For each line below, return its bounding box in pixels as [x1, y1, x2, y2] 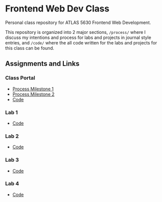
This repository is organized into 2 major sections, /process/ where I [5, 29, 146, 35]
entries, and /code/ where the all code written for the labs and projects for [5, 39, 158, 45]
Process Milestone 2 [12, 91, 55, 97]
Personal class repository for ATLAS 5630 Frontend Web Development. [5, 19, 151, 25]
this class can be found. [5, 45, 54, 51]
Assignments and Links [5, 59, 80, 68]
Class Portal [5, 74, 35, 81]
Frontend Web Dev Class [5, 3, 110, 14]
